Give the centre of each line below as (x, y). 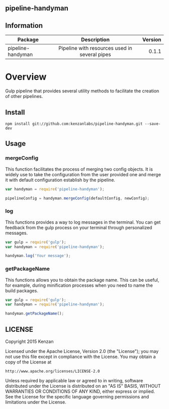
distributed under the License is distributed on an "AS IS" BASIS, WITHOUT (83, 386)
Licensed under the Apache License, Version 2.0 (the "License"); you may (82, 351)
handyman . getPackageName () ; (35, 314)
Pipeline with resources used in (95, 48)
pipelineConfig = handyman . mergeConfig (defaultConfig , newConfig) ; (77, 198)
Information (24, 25)
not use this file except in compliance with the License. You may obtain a (80, 357)
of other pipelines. (24, 96)
